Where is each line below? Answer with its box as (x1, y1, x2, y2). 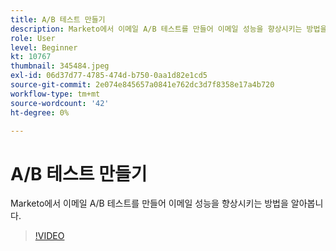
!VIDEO (34, 230, 65, 242)
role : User (10, 33, 56, 43)
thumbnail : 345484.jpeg (10, 61, 110, 71)
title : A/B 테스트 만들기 (10, 14, 106, 25)
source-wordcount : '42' (10, 98, 110, 108)
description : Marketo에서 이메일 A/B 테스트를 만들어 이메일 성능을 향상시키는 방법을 (10, 24, 328, 34)
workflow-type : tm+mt (10, 89, 101, 99)
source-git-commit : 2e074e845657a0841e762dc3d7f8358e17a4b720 (10, 80, 275, 90)
